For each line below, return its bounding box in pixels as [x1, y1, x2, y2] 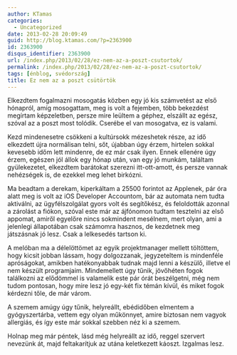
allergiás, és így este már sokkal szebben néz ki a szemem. [7, 318, 181, 326]
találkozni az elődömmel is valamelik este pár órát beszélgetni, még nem [7, 274, 220, 282]
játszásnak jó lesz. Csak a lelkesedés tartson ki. [7, 230, 147, 239]
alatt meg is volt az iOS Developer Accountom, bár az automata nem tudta [7, 192, 225, 200]
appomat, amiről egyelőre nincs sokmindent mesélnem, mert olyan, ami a [7, 215, 222, 223]
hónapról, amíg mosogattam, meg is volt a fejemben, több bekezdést [7, 104, 209, 113]
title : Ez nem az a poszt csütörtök [7, 76, 116, 84]
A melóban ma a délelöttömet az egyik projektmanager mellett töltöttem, [7, 244, 219, 252]
